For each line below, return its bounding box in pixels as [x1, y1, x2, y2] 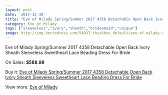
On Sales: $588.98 [5, 59, 45, 65]
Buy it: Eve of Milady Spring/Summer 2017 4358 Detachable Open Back [5, 69, 152, 75]
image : [5, 30, 19, 35]
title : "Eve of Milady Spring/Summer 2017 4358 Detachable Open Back [5, 16, 153, 21]
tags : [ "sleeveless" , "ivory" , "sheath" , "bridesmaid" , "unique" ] [5, 26, 137, 31]
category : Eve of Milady [5, 21, 57, 26]
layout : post [5, 7, 32, 12]
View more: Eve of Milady [5, 84, 58, 90]
